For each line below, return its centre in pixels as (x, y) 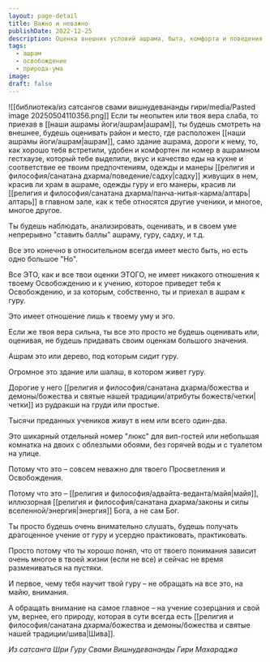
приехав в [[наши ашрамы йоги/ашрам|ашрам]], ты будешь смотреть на (135, 124)
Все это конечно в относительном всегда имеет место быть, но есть (129, 250)
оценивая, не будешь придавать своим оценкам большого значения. (129, 340)
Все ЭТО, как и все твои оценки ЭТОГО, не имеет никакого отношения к (134, 274)
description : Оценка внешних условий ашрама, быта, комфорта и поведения (136, 38)
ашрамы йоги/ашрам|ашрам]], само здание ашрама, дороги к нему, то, (133, 141)
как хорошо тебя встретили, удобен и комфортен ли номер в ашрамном (134, 150)
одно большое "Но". (43, 258)
